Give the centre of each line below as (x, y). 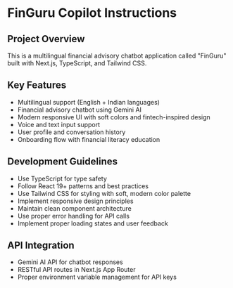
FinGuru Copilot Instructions (92, 13)
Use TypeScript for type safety (62, 178)
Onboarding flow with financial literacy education (89, 139)
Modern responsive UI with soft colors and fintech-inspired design (114, 117)
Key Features (37, 85)
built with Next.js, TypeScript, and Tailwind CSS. (77, 63)
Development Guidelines (63, 162)
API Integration (41, 246)
